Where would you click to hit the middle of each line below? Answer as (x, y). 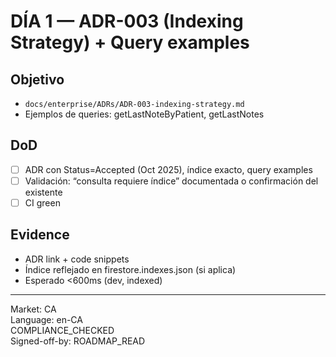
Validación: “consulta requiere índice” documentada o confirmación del (171, 181)
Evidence (40, 235)
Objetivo (37, 79)
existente (43, 192)
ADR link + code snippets (77, 259)
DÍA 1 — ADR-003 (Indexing (127, 21)
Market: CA (33, 309)
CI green (42, 202)
